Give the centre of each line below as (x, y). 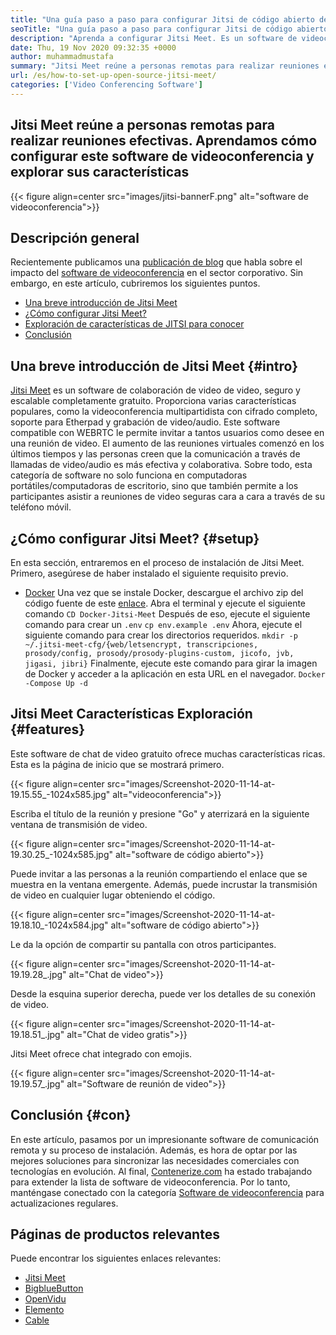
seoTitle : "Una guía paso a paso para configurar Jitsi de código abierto (169, 29)
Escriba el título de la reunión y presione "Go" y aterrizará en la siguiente (160, 813)
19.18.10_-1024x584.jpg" (59, 925)
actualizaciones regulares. (64, 1203)
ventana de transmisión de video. (79, 824)
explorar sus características (100, 172)
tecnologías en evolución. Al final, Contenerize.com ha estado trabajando (161, 1171)
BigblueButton (54, 1288)
